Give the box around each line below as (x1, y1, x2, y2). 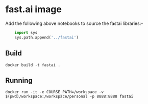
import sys (14, 30, 38, 35)
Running (5, 76, 33, 85)
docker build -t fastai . (5, 62, 60, 67)
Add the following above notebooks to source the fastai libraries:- (5, 20, 143, 26)
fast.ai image (5, 4, 62, 15)
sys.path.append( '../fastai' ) (14, 34, 79, 40)
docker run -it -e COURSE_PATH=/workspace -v (5, 90, 104, 95)
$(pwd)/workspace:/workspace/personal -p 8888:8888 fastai (5, 94, 134, 99)
